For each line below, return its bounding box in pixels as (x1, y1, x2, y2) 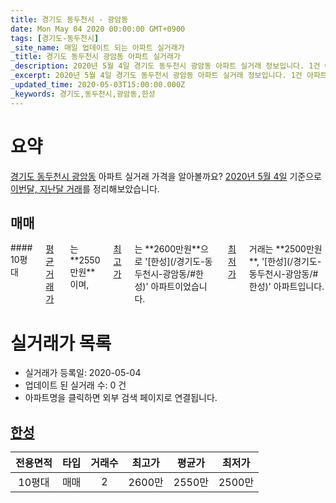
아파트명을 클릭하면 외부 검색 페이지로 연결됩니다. (24, 392, 218, 404)
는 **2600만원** (134, 243, 201, 255)
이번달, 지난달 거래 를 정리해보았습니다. (10, 182, 160, 195)
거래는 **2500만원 (248, 243, 323, 255)
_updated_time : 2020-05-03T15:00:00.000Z (10, 80, 186, 90)
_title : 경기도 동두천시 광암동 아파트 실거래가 (10, 52, 181, 62)
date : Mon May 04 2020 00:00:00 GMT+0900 (10, 24, 186, 34)
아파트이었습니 (150, 281, 208, 293)
